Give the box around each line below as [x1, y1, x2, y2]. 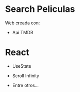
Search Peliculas [5, 3, 75, 15]
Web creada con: [5, 20, 40, 26]
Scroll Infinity [12, 73, 40, 79]
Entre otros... [12, 82, 39, 88]
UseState [12, 63, 31, 69]
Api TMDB [12, 29, 34, 35]
